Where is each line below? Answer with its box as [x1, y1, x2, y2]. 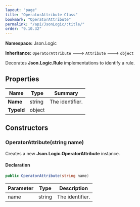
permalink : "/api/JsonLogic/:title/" [5, 21, 85, 27]
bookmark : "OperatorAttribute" [5, 17, 71, 22]
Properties [5, 75, 39, 83]
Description [59, 185, 88, 192]
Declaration [5, 162, 30, 168]
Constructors [5, 124, 49, 132]
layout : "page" [5, 7, 37, 13]
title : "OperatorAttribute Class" [5, 12, 78, 17]
